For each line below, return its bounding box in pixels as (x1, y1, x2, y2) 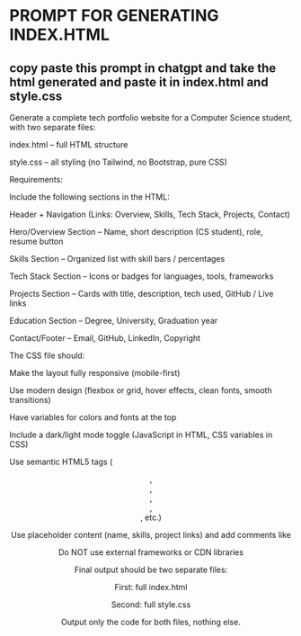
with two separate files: (9, 122, 96, 132)
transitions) (9, 395, 51, 405)
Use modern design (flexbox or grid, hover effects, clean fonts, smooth (9, 385, 272, 396)
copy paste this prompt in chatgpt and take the (9, 60, 277, 76)
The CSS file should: (9, 350, 85, 361)
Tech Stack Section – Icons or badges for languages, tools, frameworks (9, 271, 274, 282)
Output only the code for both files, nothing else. (61, 617, 241, 627)
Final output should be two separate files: (74, 564, 228, 575)
